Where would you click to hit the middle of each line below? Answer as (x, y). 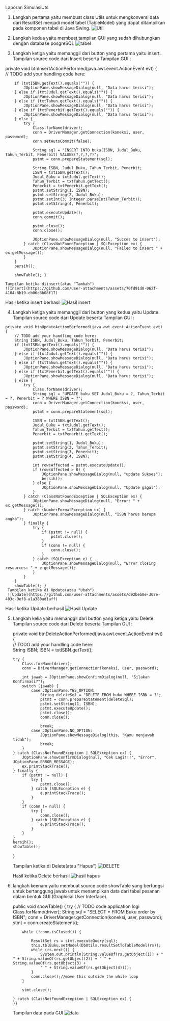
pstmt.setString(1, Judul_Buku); (68, 443)
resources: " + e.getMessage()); (41, 568)
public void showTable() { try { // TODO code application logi (76, 906)
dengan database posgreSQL (44, 43)
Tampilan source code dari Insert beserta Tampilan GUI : (72, 59)
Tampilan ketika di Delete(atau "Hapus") (55, 866)
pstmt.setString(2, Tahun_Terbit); (70, 448)
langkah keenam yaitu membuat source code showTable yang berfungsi (88, 886)
